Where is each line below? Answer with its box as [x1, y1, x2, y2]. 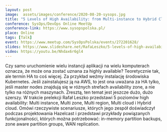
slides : [5, 44, 21, 49]
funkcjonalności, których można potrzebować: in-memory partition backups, [5, 116, 163, 122]
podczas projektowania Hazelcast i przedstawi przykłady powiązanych [5, 110, 151, 116]
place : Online [5, 30, 35, 35]
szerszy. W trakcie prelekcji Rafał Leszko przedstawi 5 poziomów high [5, 94, 149, 100]
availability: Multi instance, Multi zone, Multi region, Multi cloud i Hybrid [5, 100, 152, 106]
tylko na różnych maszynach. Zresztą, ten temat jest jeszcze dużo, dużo [5, 89, 153, 95]
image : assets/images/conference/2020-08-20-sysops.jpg [5, 12, 126, 17]
